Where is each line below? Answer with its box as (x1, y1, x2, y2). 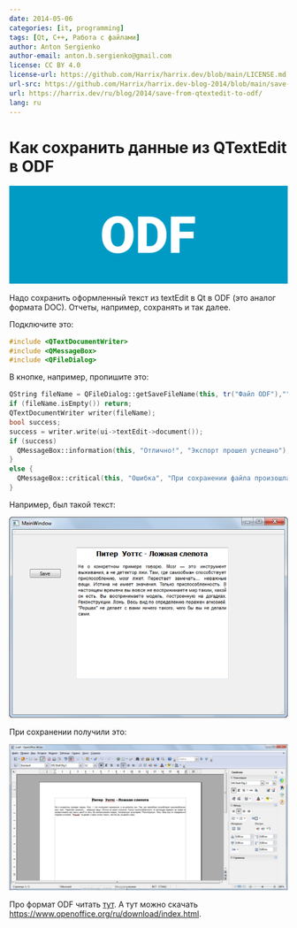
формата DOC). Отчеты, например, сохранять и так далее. (9, 302, 232, 312)
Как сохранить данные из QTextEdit (9, 137, 287, 157)
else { (9, 464, 34, 473)
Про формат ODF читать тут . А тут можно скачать (9, 899, 199, 909)
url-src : (9, 80, 42, 88)
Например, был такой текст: (9, 499, 116, 510)
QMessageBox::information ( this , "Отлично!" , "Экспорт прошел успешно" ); (17, 446, 291, 455)
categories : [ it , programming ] (9, 23, 125, 33)
